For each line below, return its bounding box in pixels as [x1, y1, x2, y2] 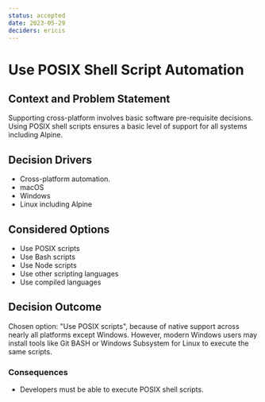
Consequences [8, 366, 69, 377]
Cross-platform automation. [19, 174, 111, 184]
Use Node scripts [19, 261, 77, 270]
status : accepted [8, 11, 66, 20]
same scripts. [8, 346, 53, 356]
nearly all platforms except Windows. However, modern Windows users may [8, 330, 258, 339]
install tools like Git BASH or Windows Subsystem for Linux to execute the [8, 338, 249, 348]
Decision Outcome [8, 300, 102, 314]
